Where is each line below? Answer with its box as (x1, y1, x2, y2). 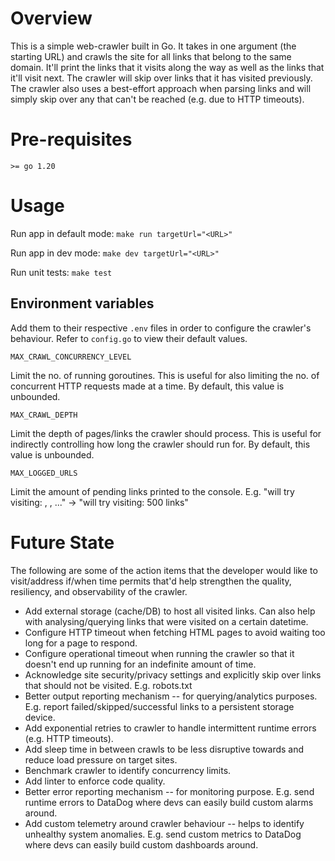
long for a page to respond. (24, 637, 138, 649)
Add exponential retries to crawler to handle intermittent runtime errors (24, 722, 317, 734)
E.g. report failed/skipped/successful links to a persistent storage (24, 700, 295, 712)
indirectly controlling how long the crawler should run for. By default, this (10, 438, 311, 450)
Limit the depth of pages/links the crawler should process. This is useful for (10, 427, 322, 439)
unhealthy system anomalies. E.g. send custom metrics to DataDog (24, 828, 302, 840)
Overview (10, 7, 93, 30)
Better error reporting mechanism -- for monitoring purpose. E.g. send (24, 785, 315, 797)
